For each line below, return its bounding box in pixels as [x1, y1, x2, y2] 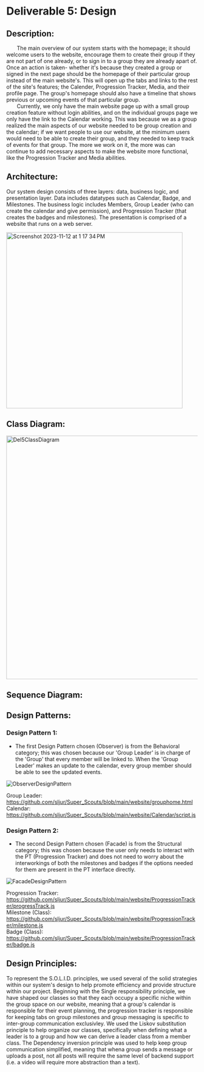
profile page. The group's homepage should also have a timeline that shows [6, 90, 196, 97]
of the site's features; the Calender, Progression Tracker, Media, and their [6, 83, 190, 90]
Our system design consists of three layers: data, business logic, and [6, 188, 179, 195]
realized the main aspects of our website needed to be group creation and [6, 122, 192, 129]
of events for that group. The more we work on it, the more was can [6, 141, 176, 148]
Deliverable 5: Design [6, 4, 117, 18]
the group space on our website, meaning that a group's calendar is [6, 1000, 176, 1008]
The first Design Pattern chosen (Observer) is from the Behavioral [15, 742, 180, 750]
